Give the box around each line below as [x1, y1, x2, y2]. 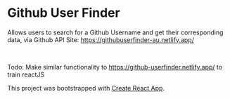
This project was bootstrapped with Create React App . [7, 84, 165, 92]
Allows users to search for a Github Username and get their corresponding [7, 28, 224, 37]
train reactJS [7, 70, 45, 79]
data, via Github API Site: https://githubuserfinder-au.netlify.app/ [7, 35, 195, 44]
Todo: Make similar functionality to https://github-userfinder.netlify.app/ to [7, 62, 223, 71]
